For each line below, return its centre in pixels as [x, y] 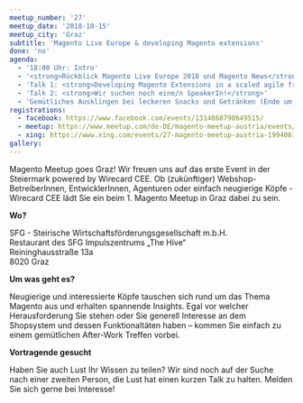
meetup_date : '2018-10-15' [60, 26]
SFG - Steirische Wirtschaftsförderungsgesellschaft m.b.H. [119, 233]
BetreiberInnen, [38, 188]
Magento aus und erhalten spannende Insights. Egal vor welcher [129, 306]
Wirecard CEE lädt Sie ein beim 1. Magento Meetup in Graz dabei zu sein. [145, 197]
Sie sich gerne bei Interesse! [62, 389]
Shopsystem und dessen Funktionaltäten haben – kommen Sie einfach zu [146, 325]
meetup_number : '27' [48, 18]
